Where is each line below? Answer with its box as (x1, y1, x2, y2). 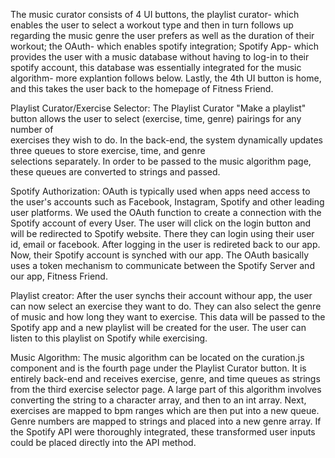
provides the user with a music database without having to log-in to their (10, 51, 310, 63)
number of (10, 124, 54, 135)
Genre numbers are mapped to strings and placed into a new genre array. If (10, 415, 322, 427)
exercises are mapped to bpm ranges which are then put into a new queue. (10, 405, 320, 416)
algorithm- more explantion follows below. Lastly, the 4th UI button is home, (10, 72, 322, 84)
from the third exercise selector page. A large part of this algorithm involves (10, 384, 322, 395)
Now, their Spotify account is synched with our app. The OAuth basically (10, 249, 310, 261)
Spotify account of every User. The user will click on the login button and (10, 217, 312, 229)
